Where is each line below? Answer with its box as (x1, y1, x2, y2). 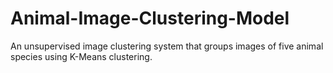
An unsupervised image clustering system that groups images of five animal (10, 40, 324, 52)
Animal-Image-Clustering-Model (10, 7, 290, 30)
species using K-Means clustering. (10, 50, 153, 62)
